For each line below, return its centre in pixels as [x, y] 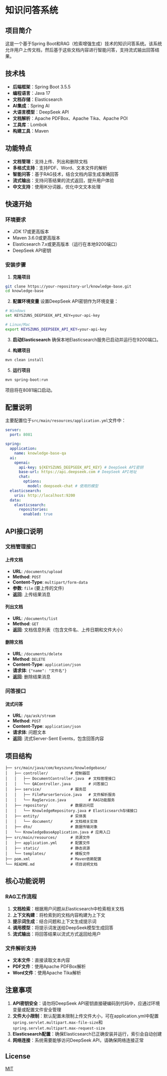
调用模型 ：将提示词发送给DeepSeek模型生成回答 [63, 927]
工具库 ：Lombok [30, 125]
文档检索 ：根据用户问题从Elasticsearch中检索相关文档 [68, 909]
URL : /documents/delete [37, 654]
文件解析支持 [21, 948]
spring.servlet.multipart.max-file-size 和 [58, 1022]
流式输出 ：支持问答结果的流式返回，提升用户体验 [63, 180]
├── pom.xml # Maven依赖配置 [53, 859]
